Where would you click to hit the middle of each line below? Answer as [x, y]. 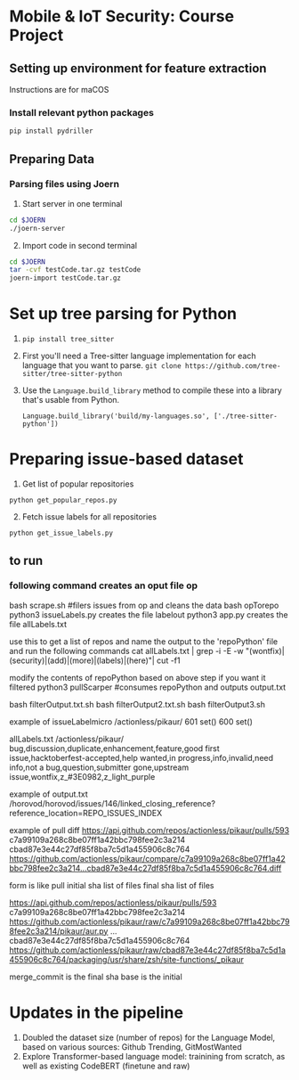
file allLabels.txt [38, 624]
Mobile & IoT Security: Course [121, 16]
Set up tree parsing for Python [123, 314]
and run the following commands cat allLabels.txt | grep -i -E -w [126, 650]
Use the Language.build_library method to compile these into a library [152, 390]
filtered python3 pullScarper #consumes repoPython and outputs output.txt [148, 687]
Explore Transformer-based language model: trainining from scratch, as [154, 1056]
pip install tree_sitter [68, 340]
